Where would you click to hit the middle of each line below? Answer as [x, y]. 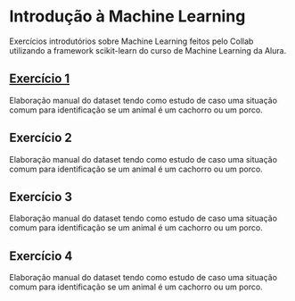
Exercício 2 [41, 138]
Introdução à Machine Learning [127, 17]
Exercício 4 [41, 256]
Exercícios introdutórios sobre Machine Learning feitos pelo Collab [131, 41]
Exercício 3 [41, 197]
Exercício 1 [40, 79]
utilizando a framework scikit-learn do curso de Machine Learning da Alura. [148, 50]
